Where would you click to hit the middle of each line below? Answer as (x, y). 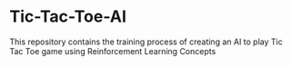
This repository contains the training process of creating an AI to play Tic (146, 42)
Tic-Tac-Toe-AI (68, 17)
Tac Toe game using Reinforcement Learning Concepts (113, 51)
